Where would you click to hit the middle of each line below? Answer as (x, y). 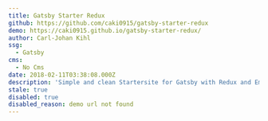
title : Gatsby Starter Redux (57, 16)
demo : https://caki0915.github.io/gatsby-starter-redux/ (105, 30)
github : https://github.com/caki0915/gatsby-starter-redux (108, 23)
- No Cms (30, 68)
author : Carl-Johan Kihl (49, 38)
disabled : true (33, 97)
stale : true (28, 90)
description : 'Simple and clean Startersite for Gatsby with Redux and (130, 82)
